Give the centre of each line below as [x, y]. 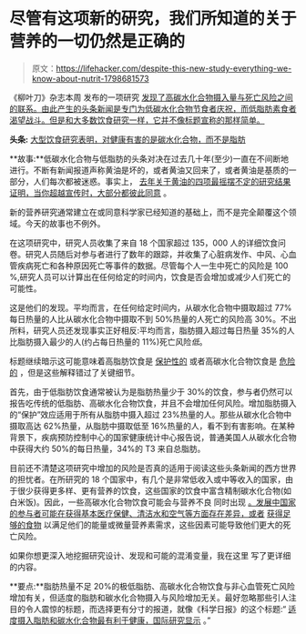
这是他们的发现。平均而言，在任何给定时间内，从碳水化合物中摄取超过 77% [151, 307]
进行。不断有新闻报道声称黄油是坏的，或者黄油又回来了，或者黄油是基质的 [149, 170]
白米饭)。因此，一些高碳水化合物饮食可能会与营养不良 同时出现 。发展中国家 [153, 502]
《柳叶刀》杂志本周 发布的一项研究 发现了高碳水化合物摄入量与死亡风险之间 [151, 97]
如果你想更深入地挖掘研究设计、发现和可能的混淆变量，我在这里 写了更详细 [150, 555]
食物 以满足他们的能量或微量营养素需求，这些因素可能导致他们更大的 [154, 525]
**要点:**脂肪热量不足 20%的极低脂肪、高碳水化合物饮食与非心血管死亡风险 [153, 586]
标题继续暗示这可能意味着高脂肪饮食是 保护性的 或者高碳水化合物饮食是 [143, 361]
